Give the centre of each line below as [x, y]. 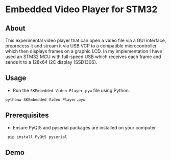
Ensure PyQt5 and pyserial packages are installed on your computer [84, 127]
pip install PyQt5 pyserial [37, 137]
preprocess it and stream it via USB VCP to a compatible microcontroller [81, 46]
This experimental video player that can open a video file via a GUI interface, [86, 40]
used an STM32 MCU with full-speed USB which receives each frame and [83, 57]
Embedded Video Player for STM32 [81, 9]
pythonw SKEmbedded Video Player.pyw [45, 100]
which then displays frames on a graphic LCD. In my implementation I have [84, 51]
